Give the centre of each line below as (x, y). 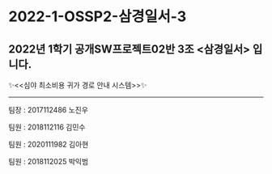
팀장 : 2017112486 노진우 (49, 110)
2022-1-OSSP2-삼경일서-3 (98, 17)
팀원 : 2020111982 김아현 (49, 144)
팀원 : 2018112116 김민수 (47, 127)
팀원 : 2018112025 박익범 (49, 161)
